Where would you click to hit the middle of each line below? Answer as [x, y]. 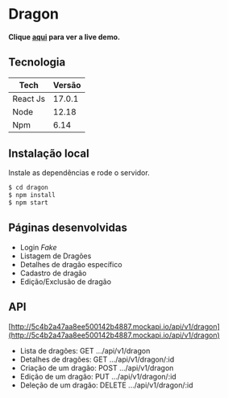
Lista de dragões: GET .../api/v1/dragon [85, 350]
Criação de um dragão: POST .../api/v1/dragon [97, 367]
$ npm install [32, 195]
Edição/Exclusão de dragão [65, 281]
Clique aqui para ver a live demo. [64, 36]
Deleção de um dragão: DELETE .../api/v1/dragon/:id [106, 385]
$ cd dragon [28, 188]
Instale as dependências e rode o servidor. [79, 173]
